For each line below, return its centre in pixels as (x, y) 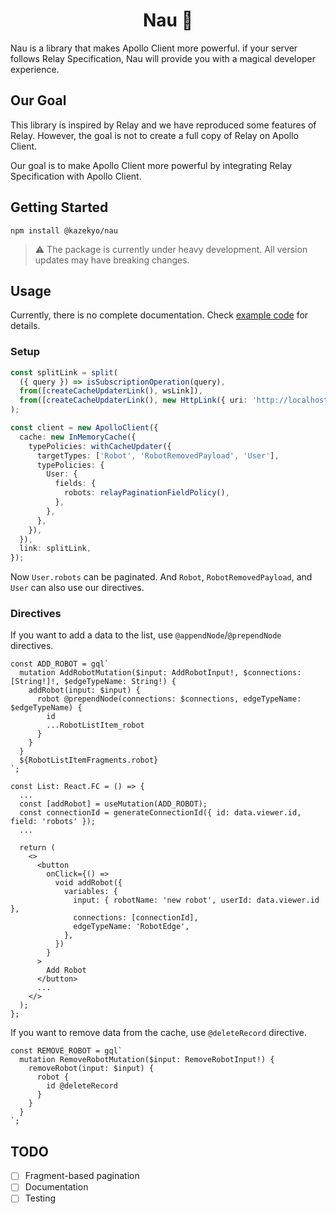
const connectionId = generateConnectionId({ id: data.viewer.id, (160, 813)
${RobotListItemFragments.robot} (89, 760)
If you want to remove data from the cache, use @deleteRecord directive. (159, 1033)
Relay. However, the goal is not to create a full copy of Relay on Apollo (154, 135)
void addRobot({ (88, 883)
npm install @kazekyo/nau (64, 230)
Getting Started (59, 207)
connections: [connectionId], (136, 918)
